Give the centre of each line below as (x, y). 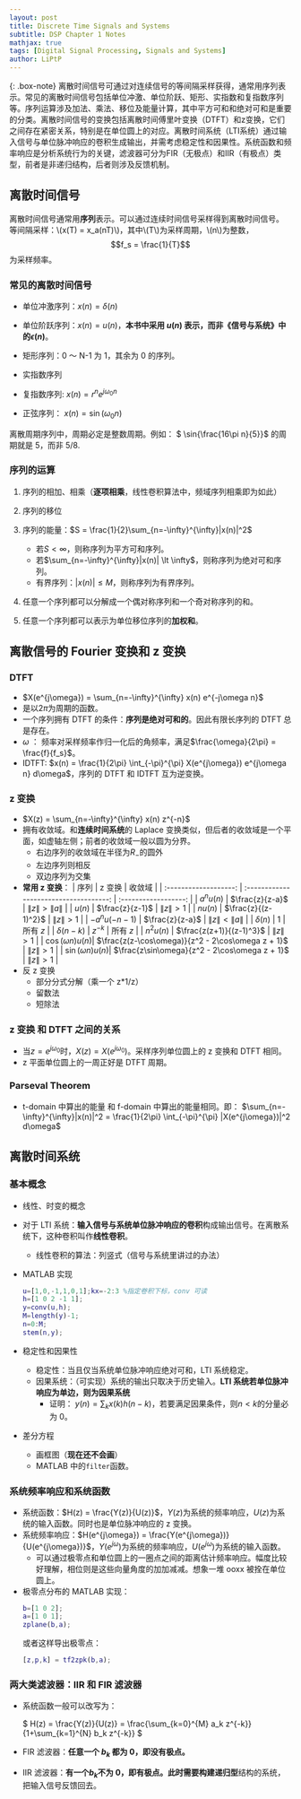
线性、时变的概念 (54, 1205)
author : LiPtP (36, 59)
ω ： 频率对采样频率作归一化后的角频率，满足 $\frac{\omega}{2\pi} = (149, 742)
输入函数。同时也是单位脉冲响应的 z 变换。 (117, 1523)
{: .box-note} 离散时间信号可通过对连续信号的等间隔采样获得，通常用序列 (144, 86)
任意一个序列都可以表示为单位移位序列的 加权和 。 (112, 621)
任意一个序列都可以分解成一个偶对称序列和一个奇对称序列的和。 (140, 601)
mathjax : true (36, 43)
